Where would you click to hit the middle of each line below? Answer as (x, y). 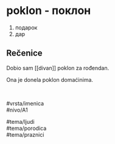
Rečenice (24, 53)
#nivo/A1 (17, 110)
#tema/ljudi (20, 121)
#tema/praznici (25, 134)
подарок (26, 27)
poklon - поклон (49, 11)
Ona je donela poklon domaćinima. (50, 79)
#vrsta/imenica (25, 103)
